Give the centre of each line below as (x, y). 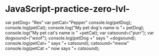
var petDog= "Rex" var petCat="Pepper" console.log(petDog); (68, 22)
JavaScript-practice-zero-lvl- (67, 9)
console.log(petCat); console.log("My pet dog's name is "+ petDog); (75, 27)
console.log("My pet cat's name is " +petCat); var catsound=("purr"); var (79, 33)
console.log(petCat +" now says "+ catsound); (52, 48)
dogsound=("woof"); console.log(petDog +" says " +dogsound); (71, 38)
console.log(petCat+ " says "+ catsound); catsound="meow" (67, 43)
